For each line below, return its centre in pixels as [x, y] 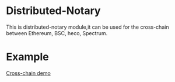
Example [27, 57]
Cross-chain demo [29, 73]
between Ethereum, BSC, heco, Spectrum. [57, 33]
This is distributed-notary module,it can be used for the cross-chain [87, 27]
